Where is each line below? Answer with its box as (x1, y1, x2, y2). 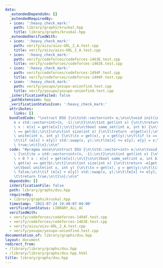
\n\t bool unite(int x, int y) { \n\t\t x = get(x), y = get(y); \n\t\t (14, 165, 155, 170)
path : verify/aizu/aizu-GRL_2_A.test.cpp (14, 43, 98, 48)
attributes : (9, 106, 34, 112)
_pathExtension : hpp (9, 98, 51, 102)
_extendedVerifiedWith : (9, 34, 57, 39)
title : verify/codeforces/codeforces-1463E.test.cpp (14, 61, 123, 66)
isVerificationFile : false (9, 183, 64, 188)
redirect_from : (5, 242, 36, 247)
